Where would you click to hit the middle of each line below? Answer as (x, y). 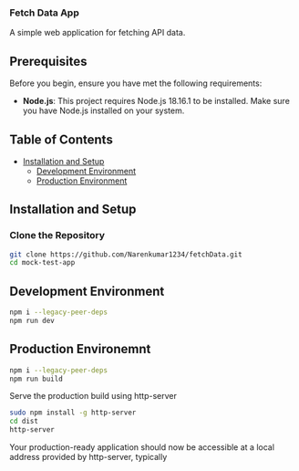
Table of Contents (62, 139)
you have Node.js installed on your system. (103, 110)
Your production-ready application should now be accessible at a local (142, 447)
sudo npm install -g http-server (73, 413)
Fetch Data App (44, 13)
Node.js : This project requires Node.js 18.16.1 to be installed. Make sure (156, 101)
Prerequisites (48, 61)
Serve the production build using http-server (93, 396)
